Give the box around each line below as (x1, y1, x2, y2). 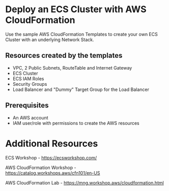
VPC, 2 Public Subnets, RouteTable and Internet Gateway (12, 65, 132, 71)
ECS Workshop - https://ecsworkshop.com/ (5, 154, 97, 161)
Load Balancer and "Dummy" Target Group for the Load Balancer (12, 86, 149, 92)
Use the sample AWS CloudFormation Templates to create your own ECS (5, 31, 158, 37)
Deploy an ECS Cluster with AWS (5, 4, 147, 15)
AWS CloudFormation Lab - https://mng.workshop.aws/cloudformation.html (5, 179, 164, 186)
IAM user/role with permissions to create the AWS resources (12, 120, 139, 126)
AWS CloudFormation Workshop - (5, 164, 76, 171)
